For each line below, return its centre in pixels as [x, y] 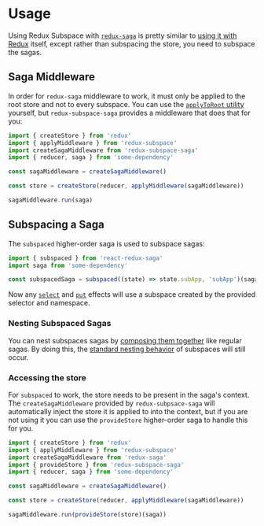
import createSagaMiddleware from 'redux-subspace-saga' [103, 150]
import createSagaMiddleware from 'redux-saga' [88, 457]
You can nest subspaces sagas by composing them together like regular [125, 340]
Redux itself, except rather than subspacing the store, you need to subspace [132, 43]
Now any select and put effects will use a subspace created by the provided [132, 294]
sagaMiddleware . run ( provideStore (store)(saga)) [88, 515]
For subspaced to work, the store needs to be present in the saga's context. [129, 394]
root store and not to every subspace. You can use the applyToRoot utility [126, 104]
